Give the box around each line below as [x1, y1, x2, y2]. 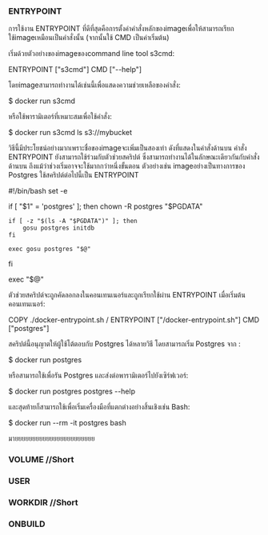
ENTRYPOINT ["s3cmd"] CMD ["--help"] [8, 65, 142, 74]
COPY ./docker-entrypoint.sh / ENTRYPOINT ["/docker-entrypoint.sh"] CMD [8, 315, 260, 325]
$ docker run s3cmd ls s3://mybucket [8, 128, 133, 138]
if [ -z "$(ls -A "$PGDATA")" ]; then [8, 218, 138, 226]
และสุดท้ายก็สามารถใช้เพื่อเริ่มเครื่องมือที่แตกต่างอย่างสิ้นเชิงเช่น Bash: [8, 402, 190, 412]
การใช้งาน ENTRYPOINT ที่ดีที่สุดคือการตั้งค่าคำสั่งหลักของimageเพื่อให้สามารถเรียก [8, 24, 234, 34]
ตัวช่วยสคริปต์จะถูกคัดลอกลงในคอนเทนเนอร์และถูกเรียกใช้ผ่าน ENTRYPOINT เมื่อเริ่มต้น [8, 290, 246, 300]
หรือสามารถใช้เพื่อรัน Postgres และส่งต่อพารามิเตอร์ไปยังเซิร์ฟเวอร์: [8, 370, 189, 381]
